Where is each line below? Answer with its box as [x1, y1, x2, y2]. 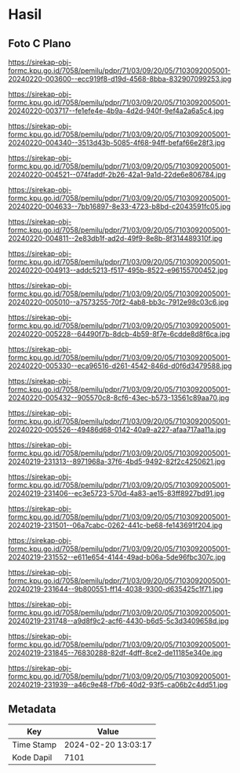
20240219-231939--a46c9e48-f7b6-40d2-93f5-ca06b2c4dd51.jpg [8, 680, 228, 689]
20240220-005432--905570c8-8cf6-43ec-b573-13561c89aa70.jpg [8, 393, 230, 402]
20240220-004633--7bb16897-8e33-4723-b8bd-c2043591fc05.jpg [8, 202, 231, 211]
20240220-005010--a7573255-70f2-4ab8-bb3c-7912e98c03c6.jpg [8, 297, 229, 307]
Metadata [8, 702, 56, 716]
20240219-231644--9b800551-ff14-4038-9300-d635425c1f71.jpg [8, 585, 224, 593]
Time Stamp [12, 739, 57, 750]
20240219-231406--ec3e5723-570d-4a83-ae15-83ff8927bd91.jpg [8, 489, 225, 498]
